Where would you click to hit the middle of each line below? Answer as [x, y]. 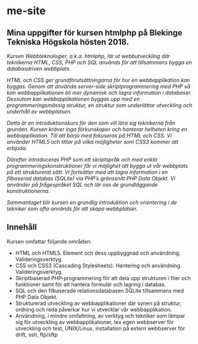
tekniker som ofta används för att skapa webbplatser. [72, 209]
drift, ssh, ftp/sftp [36, 335]
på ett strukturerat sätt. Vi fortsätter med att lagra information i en [87, 172]
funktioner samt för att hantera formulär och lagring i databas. [90, 284]
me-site [26, 11]
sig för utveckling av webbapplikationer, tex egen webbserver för [95, 322]
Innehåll [22, 227]
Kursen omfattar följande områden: [49, 241]
